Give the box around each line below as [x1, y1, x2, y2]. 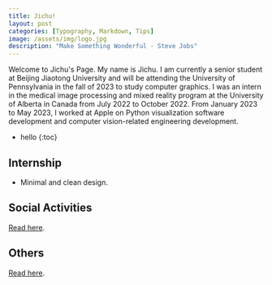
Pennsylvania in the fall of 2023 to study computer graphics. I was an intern [8, 82, 262, 92]
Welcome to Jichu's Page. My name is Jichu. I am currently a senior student [8, 64, 263, 74]
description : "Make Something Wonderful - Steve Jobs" [8, 42, 198, 50]
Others [8, 246, 45, 261]
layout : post [8, 20, 53, 28]
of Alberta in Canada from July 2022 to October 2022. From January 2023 [8, 99, 258, 109]
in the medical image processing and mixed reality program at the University [8, 90, 264, 100]
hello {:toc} [19, 132, 58, 142]
